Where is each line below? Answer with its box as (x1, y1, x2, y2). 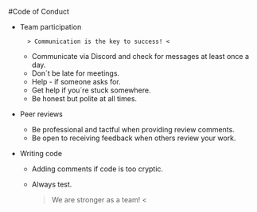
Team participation (19, 22, 82, 31)
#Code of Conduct (8, 7, 69, 16)
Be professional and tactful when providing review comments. (31, 125, 235, 134)
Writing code (19, 149, 62, 158)
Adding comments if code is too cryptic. (31, 164, 164, 174)
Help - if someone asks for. (31, 77, 121, 86)
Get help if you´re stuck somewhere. (31, 85, 151, 95)
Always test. (31, 179, 72, 189)
